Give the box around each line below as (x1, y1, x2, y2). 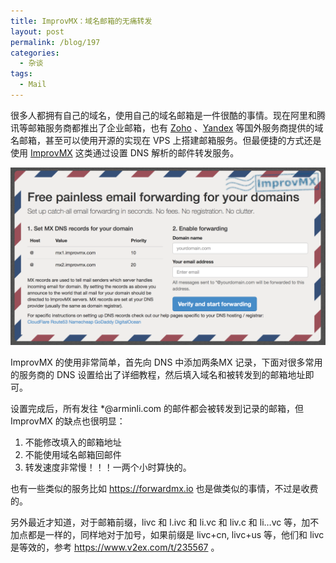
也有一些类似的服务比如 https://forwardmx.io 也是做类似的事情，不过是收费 (10, 483, 319, 495)
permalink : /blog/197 (10, 37, 101, 47)
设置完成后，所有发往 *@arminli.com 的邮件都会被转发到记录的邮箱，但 (10, 403, 304, 415)
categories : (10, 48, 60, 58)
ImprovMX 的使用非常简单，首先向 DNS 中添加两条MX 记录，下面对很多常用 (10, 356, 323, 369)
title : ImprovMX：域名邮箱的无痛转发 (10, 16, 153, 26)
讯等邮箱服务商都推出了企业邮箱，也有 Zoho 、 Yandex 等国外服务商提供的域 (10, 121, 324, 134)
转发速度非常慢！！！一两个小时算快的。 (24, 461, 192, 474)
